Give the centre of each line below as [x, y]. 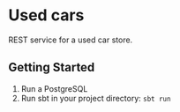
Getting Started [52, 67]
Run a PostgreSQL [54, 88]
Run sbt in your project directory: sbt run [96, 98]
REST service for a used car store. [71, 40]
